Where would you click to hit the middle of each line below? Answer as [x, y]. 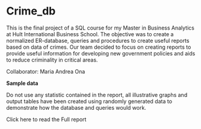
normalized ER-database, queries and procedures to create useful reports [98, 40]
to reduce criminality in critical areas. [52, 60]
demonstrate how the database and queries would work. [76, 107]
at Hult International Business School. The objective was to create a [90, 34]
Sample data [22, 83]
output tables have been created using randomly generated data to [89, 101]
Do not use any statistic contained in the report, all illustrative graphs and [97, 95]
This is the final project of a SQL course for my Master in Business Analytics [100, 28]
